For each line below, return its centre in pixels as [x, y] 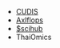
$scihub [29, 28]
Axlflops [30, 20]
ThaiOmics [34, 37]
